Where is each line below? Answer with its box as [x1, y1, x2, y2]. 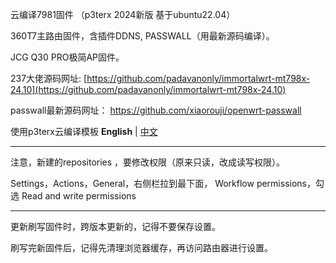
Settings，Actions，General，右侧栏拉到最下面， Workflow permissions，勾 [10, 178, 325, 189]
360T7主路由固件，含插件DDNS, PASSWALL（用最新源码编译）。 [10, 30, 275, 42]
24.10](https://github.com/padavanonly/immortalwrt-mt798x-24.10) [10, 84, 287, 95]
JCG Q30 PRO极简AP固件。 [10, 51, 125, 63]
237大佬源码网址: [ [10, 73, 88, 84]
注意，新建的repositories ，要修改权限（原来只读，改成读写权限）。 [10, 156, 286, 168]
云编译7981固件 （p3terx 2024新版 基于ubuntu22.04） [10, 9, 236, 20]
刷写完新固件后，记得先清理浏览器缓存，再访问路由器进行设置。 [10, 242, 273, 253]
